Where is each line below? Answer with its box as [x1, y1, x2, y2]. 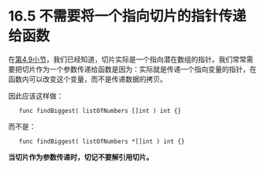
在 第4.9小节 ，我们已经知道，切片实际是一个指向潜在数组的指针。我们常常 [8, 54, 247, 64]
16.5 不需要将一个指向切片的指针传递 [8, 7, 247, 25]
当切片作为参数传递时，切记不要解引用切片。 [8, 152, 154, 162]
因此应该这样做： [8, 91, 64, 100]
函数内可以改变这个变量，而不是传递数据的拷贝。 [8, 74, 167, 84]
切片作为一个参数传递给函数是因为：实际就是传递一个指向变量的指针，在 [21, 64, 257, 73]
